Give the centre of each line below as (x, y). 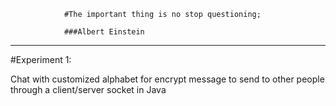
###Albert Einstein (104, 32)
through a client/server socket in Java (88, 89)
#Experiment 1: (41, 59)
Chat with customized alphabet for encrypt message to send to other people (167, 79)
